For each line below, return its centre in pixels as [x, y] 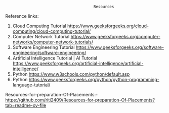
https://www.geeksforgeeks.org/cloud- [108, 26]
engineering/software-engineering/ [49, 53]
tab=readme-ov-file [26, 105]
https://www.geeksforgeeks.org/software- [120, 47]
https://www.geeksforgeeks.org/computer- [116, 37]
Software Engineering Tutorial [44, 47]
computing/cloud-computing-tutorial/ [52, 31]
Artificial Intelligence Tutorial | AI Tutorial [55, 58]
